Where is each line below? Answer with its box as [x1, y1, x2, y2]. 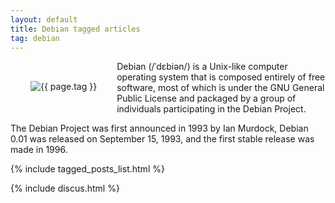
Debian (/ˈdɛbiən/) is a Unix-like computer [116, 61, 288, 73]
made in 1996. [10, 144, 68, 156]
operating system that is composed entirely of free [116, 71, 326, 83]
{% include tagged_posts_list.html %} [10, 163, 165, 175]
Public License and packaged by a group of [116, 92, 297, 105]
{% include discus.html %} [10, 182, 120, 195]
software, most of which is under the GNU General [116, 82, 325, 94]
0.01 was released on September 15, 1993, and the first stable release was [10, 133, 315, 145]
